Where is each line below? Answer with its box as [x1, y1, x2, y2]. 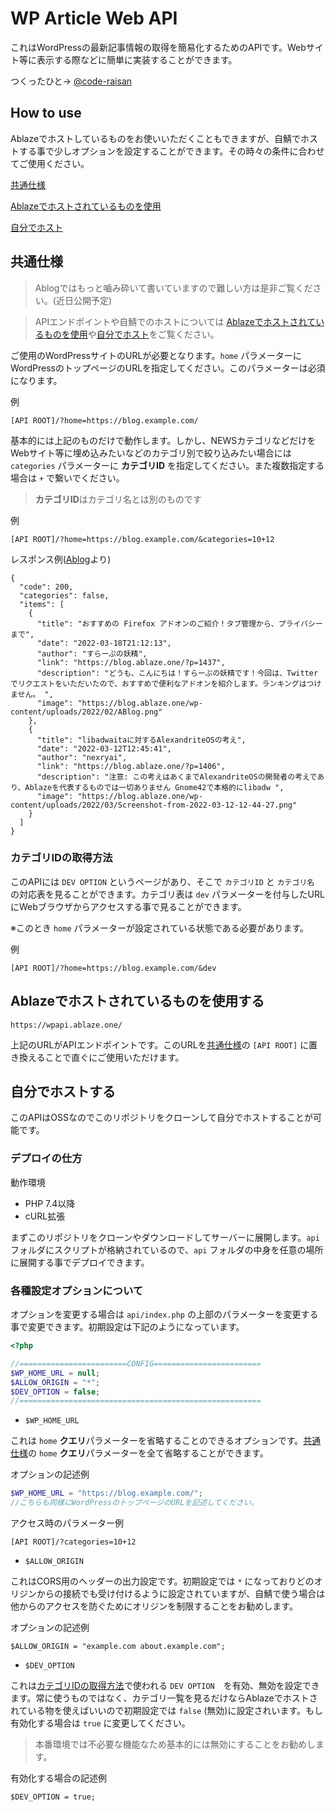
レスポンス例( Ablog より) [10, 553, 112, 565]
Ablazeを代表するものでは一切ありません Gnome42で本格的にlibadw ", [24, 782, 285, 792]
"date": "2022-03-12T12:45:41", [36, 743, 172, 754]
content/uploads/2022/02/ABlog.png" [10, 707, 163, 717]
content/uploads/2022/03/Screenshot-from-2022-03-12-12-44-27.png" [10, 800, 298, 810]
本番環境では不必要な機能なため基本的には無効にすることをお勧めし [34, 1738, 316, 1751]
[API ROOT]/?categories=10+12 [10, 1537, 137, 1547]
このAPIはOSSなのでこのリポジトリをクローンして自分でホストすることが [10, 1112, 313, 1124]
